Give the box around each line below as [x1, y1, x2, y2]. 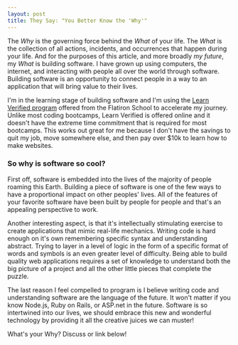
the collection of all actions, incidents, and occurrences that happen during [7, 44, 227, 53]
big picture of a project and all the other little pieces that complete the [7, 264, 212, 272]
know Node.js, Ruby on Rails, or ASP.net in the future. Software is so [7, 300, 208, 309]
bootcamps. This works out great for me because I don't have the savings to [7, 126, 231, 134]
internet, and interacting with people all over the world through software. [7, 67, 220, 75]
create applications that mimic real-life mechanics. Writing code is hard [7, 226, 216, 235]
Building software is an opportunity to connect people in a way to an [7, 74, 207, 83]
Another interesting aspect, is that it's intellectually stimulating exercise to [7, 218, 223, 228]
